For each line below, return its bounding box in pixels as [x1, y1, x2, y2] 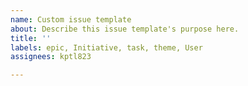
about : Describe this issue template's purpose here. [10, 24, 240, 34]
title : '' [10, 33, 52, 43]
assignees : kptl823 [10, 52, 92, 62]
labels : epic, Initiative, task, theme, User [10, 42, 203, 53]
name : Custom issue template [10, 14, 132, 25]
